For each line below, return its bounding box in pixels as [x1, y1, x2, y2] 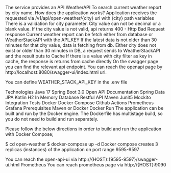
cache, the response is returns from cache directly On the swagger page [5, 59, 159, 64]
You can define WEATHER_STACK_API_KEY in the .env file [5, 79, 128, 85]
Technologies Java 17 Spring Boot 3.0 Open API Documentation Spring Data [5, 89, 165, 95]
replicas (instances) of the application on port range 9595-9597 [5, 147, 139, 152]
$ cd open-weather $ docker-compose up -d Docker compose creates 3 [5, 141, 158, 147]
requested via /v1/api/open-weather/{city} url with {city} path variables [5, 15, 154, 21]
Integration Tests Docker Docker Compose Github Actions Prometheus [5, 100, 154, 106]
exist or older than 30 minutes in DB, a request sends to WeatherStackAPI [5, 48, 160, 53]
